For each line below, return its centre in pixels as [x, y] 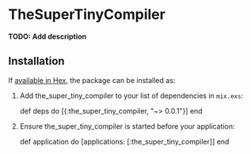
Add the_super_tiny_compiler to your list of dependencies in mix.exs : [131, 96]
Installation [36, 61]
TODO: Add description [48, 36]
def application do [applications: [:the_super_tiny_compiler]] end [124, 141]
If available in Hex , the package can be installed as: [92, 80]
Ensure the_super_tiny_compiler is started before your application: [127, 126]
